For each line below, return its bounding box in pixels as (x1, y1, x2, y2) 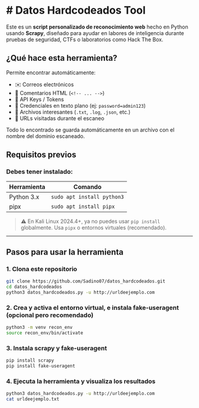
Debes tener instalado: (6, 168, 73, 176)
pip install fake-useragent (6, 363, 76, 369)
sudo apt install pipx (51, 203, 115, 210)
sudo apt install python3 (51, 194, 124, 200)
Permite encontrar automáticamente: (6, 69, 96, 76)
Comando (73, 183, 102, 191)
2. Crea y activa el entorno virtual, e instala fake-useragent (6, 303, 179, 312)
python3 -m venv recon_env (6, 325, 73, 331)
